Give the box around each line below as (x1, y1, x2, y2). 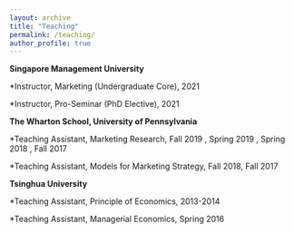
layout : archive (9, 13, 71, 23)
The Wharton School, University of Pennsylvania (9, 116, 198, 127)
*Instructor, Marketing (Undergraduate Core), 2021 (9, 81, 200, 92)
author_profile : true (9, 38, 92, 48)
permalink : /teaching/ (9, 30, 95, 39)
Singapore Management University (9, 63, 144, 74)
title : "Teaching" (9, 22, 79, 31)
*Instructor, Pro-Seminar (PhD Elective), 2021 (9, 99, 180, 110)
